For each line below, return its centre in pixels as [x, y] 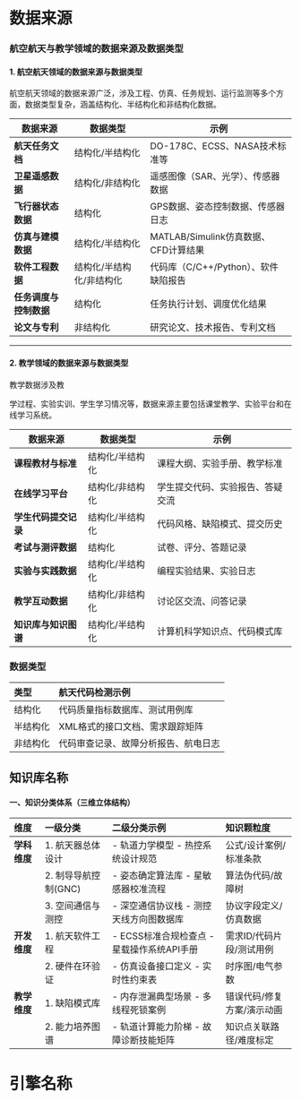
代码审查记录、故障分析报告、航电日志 [140, 743]
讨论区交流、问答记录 [202, 601]
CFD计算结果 [177, 250]
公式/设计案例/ [256, 846]
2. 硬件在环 [68, 967]
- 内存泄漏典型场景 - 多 [162, 997]
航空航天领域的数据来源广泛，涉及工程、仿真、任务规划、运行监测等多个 [142, 93]
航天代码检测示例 [95, 692]
